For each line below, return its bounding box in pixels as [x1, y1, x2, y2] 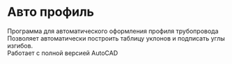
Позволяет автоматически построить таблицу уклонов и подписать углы [7, 34, 225, 42]
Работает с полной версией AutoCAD [7, 49, 118, 57]
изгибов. [7, 41, 33, 50]
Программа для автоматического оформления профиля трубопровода [7, 27, 219, 35]
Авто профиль [7, 4, 95, 20]
